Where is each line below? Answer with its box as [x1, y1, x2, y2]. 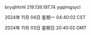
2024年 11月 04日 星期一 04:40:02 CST [5, 14, 86, 20]
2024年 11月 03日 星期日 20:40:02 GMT [5, 25, 87, 31]
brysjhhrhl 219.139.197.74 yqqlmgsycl [5, 4, 81, 10]
